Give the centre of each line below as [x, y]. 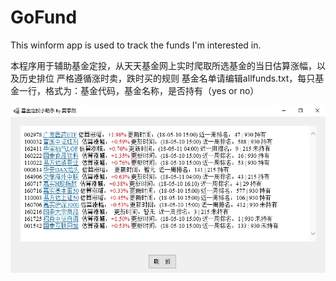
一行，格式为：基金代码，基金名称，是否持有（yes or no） [139, 90]
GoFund [44, 17]
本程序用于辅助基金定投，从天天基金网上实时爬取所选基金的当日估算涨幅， [163, 65]
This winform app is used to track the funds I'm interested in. [136, 45]
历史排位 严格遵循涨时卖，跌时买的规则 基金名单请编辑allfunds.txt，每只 [167, 78]
